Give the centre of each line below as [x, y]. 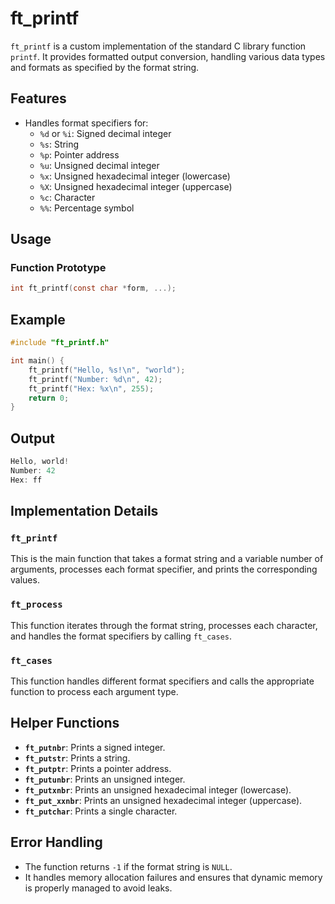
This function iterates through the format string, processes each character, [164, 625]
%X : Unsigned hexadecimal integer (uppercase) [136, 186]
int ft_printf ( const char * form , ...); [93, 288]
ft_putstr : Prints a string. [77, 758]
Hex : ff [26, 480]
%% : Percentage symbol [87, 208]
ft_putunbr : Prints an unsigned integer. [105, 779]
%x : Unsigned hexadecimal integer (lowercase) [135, 176]
